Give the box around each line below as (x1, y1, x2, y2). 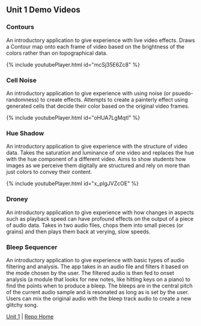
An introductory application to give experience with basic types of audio (6, 256, 185, 263)
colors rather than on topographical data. (6, 49, 108, 57)
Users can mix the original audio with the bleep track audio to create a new (6, 295, 192, 302)
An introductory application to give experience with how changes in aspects (6, 209, 194, 216)
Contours (6, 23, 35, 31)
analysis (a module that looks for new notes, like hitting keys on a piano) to (6, 275, 191, 283)
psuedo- (172, 90, 194, 97)
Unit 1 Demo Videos (6, 5, 81, 15)
